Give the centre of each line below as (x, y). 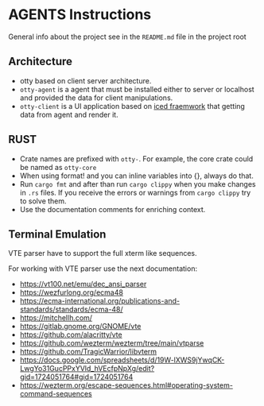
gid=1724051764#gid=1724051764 (76, 377)
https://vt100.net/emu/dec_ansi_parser (83, 284)
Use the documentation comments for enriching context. (113, 209)
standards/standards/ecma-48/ (71, 309)
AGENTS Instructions (80, 15)
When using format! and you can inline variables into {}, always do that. (137, 176)
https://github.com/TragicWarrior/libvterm (88, 352)
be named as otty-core (58, 167)
